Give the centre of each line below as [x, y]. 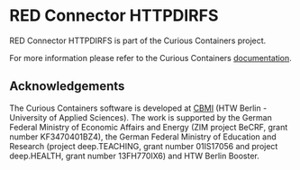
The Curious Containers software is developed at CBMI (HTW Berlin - [138, 108]
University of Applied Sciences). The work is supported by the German [141, 117]
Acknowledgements [67, 86]
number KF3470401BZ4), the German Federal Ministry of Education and [143, 137]
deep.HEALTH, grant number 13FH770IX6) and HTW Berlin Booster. [134, 156]
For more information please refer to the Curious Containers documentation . [151, 58]
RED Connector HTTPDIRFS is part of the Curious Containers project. [138, 40]
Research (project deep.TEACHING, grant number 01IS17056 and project [144, 146]
